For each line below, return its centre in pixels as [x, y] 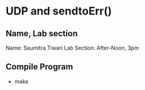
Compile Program [39, 67]
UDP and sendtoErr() [59, 11]
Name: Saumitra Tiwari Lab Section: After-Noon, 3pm [72, 48]
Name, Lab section [42, 34]
